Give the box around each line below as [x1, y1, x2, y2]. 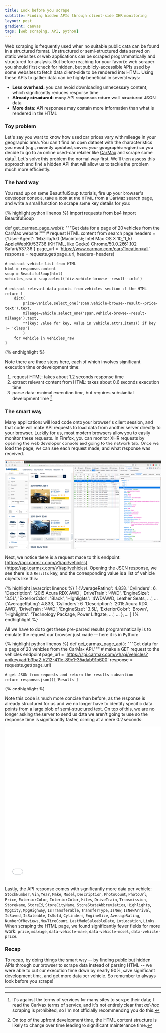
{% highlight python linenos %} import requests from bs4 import [5, 210, 136, 216]
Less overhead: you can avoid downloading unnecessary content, [12, 84, 148, 90]
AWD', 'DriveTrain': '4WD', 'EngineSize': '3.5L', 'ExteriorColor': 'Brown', [5, 606, 148, 612]
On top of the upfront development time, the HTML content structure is [12, 1017, 157, 1023]
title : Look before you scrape [5, 8, 70, 13]
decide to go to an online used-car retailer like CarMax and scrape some [5, 150, 153, 156]
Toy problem [5, 123, 36, 130]
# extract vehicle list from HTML [5, 261, 77, 267]
